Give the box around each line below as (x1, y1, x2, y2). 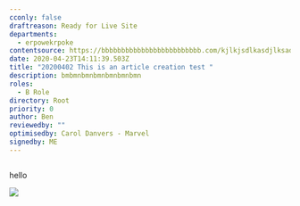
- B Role (17, 87, 50, 96)
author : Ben (9, 112, 54, 121)
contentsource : (9, 46, 66, 55)
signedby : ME (9, 137, 58, 146)
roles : (9, 79, 34, 88)
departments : (9, 29, 58, 38)
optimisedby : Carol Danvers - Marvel (9, 129, 150, 138)
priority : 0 (9, 104, 54, 113)
